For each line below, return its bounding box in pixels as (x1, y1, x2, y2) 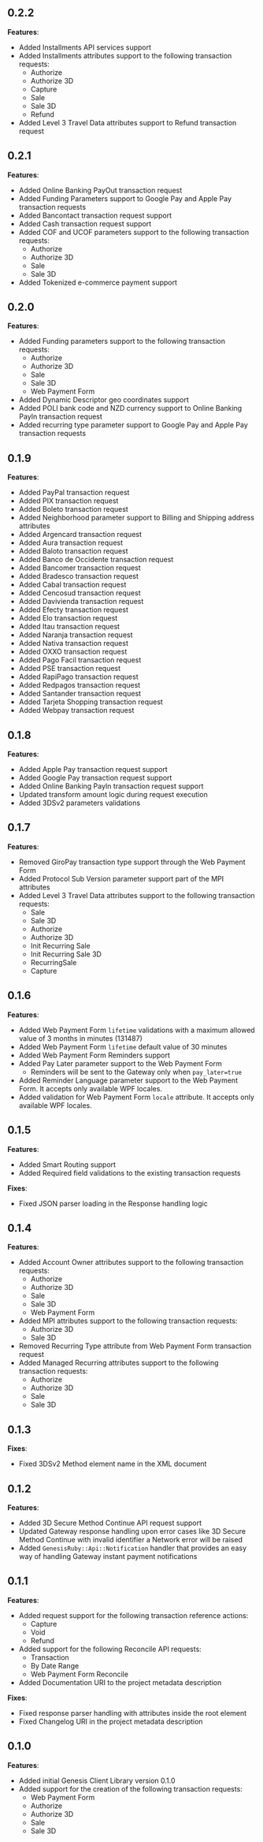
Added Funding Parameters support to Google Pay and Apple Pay (18, 193, 232, 203)
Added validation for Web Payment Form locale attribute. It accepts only (18, 1092, 255, 1102)
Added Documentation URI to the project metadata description (18, 1677, 222, 1687)
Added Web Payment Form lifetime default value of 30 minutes (18, 1042, 228, 1051)
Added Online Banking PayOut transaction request (18, 185, 183, 195)
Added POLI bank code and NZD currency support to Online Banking (18, 404, 243, 413)
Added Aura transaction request (18, 538, 124, 547)
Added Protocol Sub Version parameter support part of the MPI (18, 874, 224, 883)
